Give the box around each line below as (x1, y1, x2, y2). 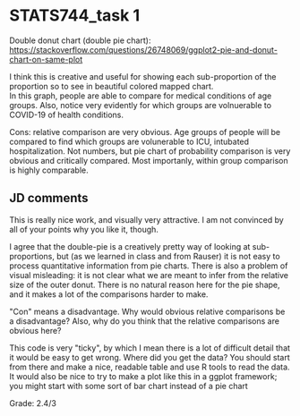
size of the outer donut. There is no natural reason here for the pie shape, (9, 279, 280, 290)
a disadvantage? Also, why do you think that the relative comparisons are (9, 315, 280, 327)
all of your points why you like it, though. (9, 224, 159, 234)
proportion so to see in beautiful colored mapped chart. (9, 81, 214, 91)
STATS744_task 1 (9, 5, 141, 26)
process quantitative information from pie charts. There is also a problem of (9, 260, 288, 271)
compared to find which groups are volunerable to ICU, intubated (9, 136, 249, 147)
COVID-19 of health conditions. (9, 109, 124, 120)
